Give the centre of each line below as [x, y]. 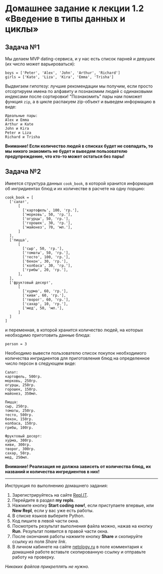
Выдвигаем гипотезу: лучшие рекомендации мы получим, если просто [79, 86]
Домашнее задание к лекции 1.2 [74, 9]
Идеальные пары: [21, 116]
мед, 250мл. [17, 457]
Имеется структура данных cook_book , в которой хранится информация [79, 183]
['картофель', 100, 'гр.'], [51, 210]
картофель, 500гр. [24, 377]
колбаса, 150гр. [21, 423]
